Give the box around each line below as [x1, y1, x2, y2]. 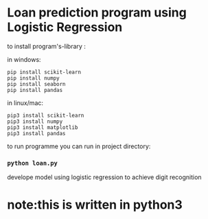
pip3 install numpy [7, 118, 63, 125]
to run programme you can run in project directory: [7, 142, 151, 150]
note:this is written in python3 [7, 197, 183, 213]
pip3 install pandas [7, 130, 67, 137]
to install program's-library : [7, 42, 86, 50]
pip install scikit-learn [7, 69, 81, 76]
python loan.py [7, 159, 58, 167]
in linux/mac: [7, 98, 43, 107]
